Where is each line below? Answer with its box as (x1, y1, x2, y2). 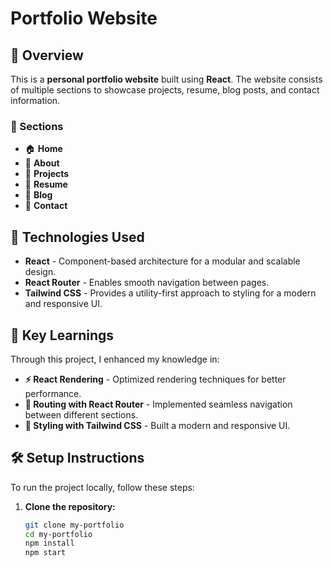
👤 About (24, 157, 60, 169)
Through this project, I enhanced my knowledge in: (10, 353, 220, 365)
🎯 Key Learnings (10, 327, 115, 344)
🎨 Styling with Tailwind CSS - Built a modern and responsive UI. (24, 419, 291, 431)
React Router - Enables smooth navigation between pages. (24, 277, 270, 289)
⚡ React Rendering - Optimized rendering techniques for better (24, 373, 287, 385)
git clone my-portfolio (24, 520, 125, 530)
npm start (24, 548, 67, 558)
